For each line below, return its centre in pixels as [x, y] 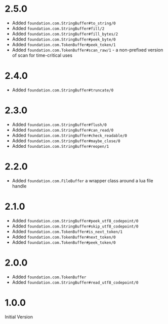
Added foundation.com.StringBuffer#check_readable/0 [70, 135]
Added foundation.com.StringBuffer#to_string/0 [64, 23]
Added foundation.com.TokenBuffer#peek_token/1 [64, 44]
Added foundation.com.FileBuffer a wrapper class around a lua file [82, 180]
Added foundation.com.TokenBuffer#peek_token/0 [64, 242]
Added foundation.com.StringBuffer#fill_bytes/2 [65, 34]
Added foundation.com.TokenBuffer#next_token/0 [64, 237]
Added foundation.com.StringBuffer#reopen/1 [60, 146]
